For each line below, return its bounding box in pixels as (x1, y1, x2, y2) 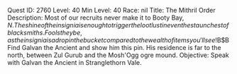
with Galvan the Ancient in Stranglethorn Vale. (7, 58, 142, 66)
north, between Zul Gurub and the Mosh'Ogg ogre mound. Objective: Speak (7, 51, 229, 59)
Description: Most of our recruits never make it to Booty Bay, (7, 13, 184, 22)
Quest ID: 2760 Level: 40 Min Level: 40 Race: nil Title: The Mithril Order (7, 6, 216, 14)
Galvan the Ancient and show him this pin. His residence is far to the (21, 44, 221, 51)
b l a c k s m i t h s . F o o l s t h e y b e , (7, 28, 83, 37)
